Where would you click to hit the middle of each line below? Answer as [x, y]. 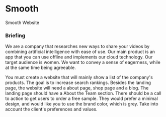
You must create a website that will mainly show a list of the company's [79, 77]
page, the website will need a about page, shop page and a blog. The [77, 88]
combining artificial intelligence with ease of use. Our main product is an [80, 52]
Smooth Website [22, 22]
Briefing [15, 35]
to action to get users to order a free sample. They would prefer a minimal [82, 98]
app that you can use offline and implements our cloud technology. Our [79, 57]
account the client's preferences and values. [51, 109]
